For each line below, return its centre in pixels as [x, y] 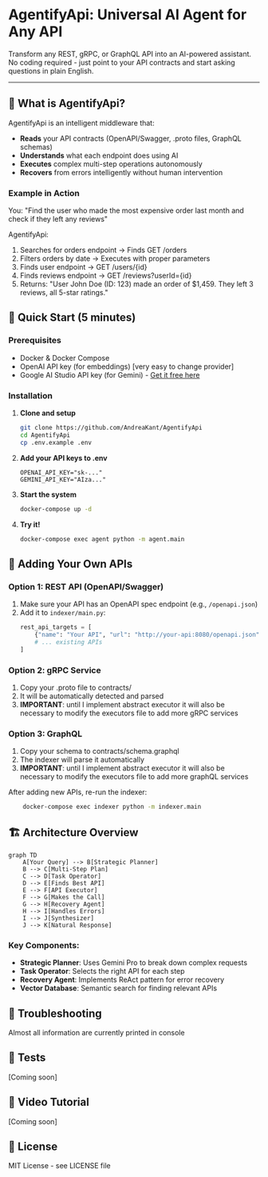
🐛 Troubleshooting [55, 1013]
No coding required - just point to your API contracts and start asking [122, 62]
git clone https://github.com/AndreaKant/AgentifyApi [111, 428]
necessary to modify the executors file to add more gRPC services [129, 713]
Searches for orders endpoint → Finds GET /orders [103, 250]
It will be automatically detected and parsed [92, 696]
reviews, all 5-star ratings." [64, 293]
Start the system [48, 494]
